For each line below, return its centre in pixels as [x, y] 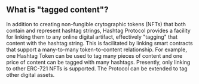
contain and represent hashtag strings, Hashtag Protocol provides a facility [99, 30]
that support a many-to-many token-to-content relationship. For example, [97, 49]
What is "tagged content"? [57, 10]
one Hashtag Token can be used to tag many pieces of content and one [94, 55]
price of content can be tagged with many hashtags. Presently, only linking [98, 62]
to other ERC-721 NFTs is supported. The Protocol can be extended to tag [97, 69]
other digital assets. [30, 74]
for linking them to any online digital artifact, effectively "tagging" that [92, 37]
